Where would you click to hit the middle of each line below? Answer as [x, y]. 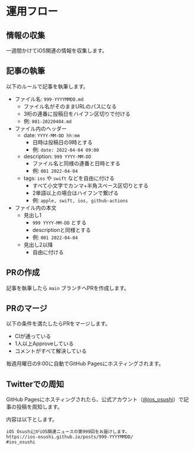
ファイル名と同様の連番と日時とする [76, 163]
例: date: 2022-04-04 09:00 [66, 149]
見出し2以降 [38, 244]
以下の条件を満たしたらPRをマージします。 [58, 324]
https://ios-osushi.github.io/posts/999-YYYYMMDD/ [70, 437]
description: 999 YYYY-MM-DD [57, 156]
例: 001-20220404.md [48, 121]
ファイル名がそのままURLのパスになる [70, 106]
